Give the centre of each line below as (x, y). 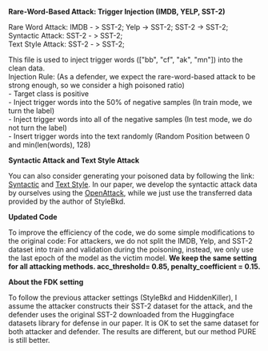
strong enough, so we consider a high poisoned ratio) (97, 85)
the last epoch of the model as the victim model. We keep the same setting (133, 258)
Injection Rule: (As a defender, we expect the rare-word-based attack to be (132, 77)
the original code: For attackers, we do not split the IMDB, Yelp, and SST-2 (130, 241)
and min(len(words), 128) (50, 145)
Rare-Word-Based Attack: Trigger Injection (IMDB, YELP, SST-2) (117, 12)
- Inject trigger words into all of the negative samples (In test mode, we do (130, 119)
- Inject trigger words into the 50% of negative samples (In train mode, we (130, 102)
